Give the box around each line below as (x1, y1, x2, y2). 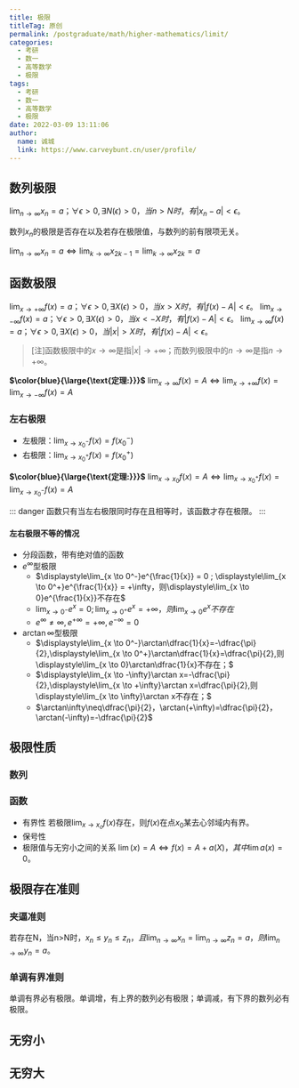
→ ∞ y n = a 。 (9, 945, 55, 957)
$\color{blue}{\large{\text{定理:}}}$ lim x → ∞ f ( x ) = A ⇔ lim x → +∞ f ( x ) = (9, 375, 279, 388)
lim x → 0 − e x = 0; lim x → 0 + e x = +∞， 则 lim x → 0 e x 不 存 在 (35, 602, 234, 617)
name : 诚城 (17, 137, 55, 146)
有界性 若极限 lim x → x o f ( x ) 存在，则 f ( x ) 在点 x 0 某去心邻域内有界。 (21, 817, 255, 831)
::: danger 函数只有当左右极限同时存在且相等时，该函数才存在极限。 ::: (9, 505, 266, 516)
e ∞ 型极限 (21, 560, 57, 571)
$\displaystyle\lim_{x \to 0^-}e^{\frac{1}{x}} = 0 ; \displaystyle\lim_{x (35, 570, 287, 581)
